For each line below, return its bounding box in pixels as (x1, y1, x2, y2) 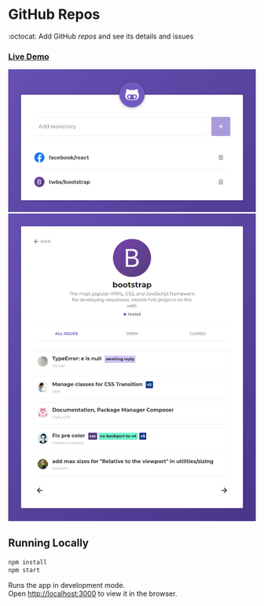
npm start (8, 567, 41, 575)
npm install (8, 558, 47, 566)
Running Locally (8, 536, 89, 550)
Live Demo (8, 51, 49, 62)
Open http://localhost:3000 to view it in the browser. (8, 589, 178, 598)
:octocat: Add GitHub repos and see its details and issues (8, 31, 194, 41)
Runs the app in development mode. (8, 581, 126, 590)
